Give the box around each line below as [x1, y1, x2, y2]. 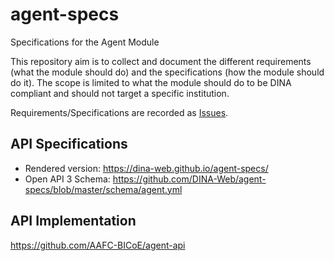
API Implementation [10, 213, 137, 230]
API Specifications [10, 136, 128, 153]
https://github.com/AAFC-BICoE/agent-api [10, 239, 186, 251]
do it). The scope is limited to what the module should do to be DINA [10, 76, 292, 88]
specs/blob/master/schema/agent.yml [24, 183, 183, 195]
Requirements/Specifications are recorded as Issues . [10, 106, 229, 118]
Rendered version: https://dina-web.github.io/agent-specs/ [24, 162, 269, 174]
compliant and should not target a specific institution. [10, 87, 230, 99]
